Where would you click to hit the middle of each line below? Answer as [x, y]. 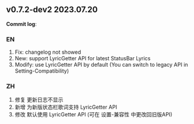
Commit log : [22, 24]
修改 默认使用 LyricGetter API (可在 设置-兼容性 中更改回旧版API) [93, 115]
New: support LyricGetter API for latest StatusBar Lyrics [82, 58]
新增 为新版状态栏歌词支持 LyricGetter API [66, 107]
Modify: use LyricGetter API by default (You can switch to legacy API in [101, 65]
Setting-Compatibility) [42, 71]
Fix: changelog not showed [48, 52]
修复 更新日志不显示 [39, 100]
